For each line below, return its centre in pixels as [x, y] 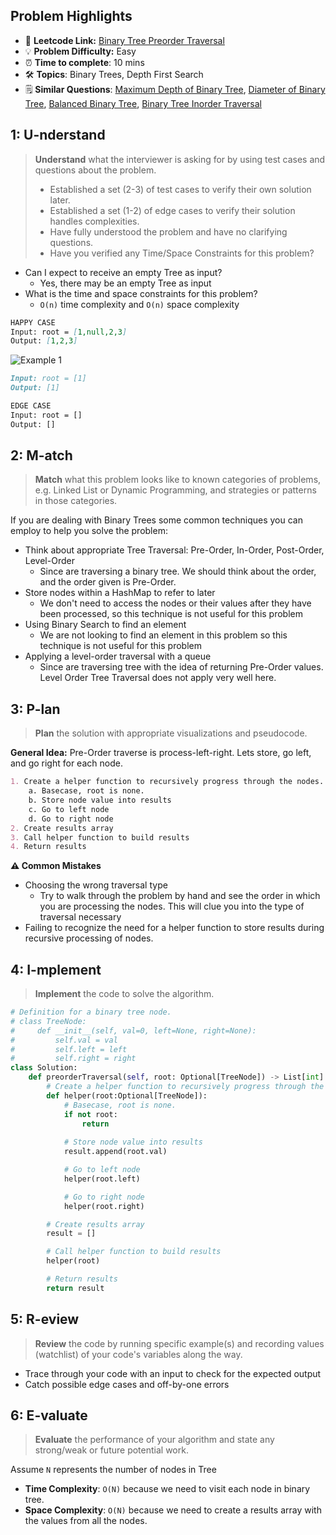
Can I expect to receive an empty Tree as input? [123, 272]
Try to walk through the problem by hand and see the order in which [180, 896]
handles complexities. [94, 221]
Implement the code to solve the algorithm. [124, 994]
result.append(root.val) [115, 1152]
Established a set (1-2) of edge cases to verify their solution [172, 210]
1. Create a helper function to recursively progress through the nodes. [167, 782]
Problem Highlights [71, 16]
